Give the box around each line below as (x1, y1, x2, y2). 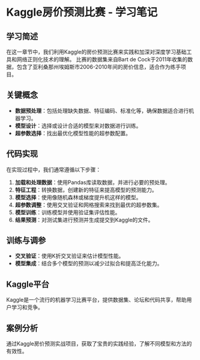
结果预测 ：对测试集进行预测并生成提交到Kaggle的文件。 (14, 216, 154, 223)
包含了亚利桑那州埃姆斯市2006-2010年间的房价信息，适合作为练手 (16, 64, 181, 70)
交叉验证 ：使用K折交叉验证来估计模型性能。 (14, 253, 124, 260)
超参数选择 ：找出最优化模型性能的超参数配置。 (14, 130, 131, 137)
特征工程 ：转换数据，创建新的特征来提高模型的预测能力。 (14, 186, 157, 193)
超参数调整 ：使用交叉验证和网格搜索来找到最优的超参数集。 (14, 201, 163, 208)
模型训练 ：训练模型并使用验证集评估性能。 (14, 208, 121, 216)
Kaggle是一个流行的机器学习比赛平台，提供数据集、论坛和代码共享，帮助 (6, 296, 187, 304)
